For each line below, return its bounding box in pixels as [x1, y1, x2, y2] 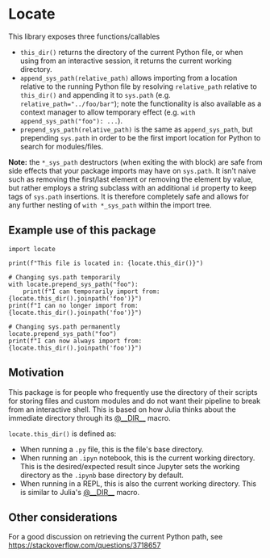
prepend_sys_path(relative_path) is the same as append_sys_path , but [19, 124, 253, 134]
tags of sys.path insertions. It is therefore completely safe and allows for [8, 191, 250, 201]
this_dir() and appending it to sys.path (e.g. [19, 90, 171, 99]
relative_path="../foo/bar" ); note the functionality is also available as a [19, 99, 262, 108]
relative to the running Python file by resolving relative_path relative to [19, 82, 258, 91]
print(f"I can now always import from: [8, 337, 143, 345]
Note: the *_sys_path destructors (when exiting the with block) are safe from [8, 157, 263, 166]
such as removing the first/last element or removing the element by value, [8, 174, 254, 184]
